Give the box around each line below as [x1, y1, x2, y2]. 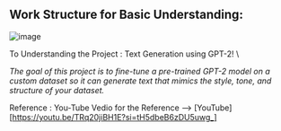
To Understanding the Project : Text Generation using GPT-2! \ [9, 48, 240, 59]
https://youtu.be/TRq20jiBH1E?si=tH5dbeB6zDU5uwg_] [12, 111, 217, 122]
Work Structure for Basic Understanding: [9, 7, 244, 22]
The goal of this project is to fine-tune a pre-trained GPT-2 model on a [9, 65, 271, 76]
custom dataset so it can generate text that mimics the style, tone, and [9, 75, 272, 86]
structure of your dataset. [9, 84, 105, 95]
